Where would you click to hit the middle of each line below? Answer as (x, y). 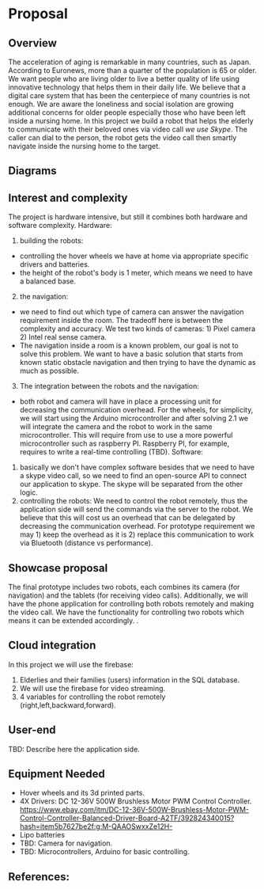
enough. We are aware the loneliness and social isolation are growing (121, 104)
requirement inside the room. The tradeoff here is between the (121, 321)
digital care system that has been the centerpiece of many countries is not (129, 95)
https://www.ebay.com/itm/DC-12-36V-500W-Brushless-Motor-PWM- (134, 810)
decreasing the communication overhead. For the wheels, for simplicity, (136, 410)
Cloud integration (52, 646)
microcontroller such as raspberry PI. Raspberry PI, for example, (124, 443)
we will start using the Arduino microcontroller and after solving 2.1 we (134, 418)
